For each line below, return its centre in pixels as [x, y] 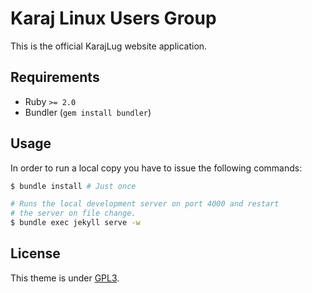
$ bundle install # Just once [73, 186]
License [35, 253]
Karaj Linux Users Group [113, 18]
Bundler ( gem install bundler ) [88, 112]
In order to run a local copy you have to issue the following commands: [156, 168]
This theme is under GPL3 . [65, 278]
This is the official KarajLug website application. [109, 46]
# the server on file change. [73, 213]
